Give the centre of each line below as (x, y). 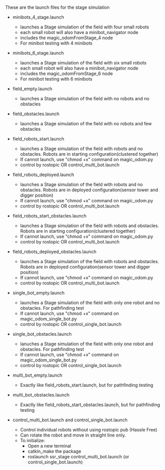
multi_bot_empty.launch (37, 375)
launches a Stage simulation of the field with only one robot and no (90, 303)
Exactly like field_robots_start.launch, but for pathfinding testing (87, 385)
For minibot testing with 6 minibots (56, 79)
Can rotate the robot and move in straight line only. (73, 435)
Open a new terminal (49, 446)
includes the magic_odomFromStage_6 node (66, 74)
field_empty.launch (32, 89)
